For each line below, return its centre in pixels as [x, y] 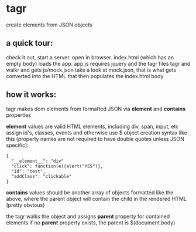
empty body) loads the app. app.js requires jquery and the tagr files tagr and [98, 63]
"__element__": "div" [38, 161]
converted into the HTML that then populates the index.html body [85, 76]
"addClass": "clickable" [42, 176]
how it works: [31, 95]
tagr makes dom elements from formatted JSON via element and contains [96, 109]
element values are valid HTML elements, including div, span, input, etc [92, 126]
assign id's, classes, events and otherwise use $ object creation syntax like [97, 132]
